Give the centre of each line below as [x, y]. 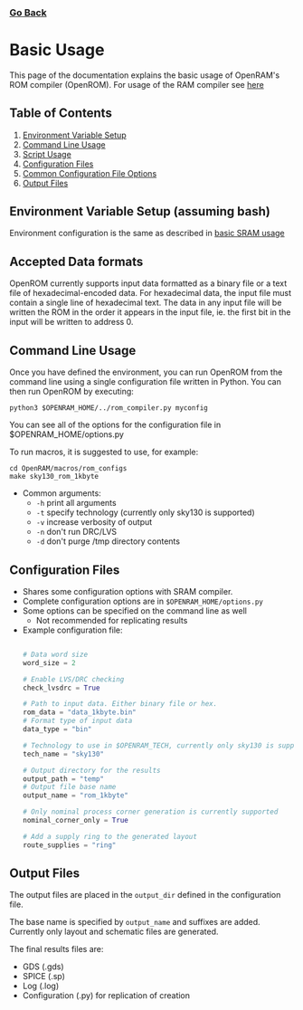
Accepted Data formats [76, 261]
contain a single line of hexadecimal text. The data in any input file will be [146, 303]
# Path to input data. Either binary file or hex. [120, 704]
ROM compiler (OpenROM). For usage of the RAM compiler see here [137, 84]
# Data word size [55, 654]
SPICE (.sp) [44, 977]
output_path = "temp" [63, 779]
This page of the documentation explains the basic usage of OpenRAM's [145, 75]
